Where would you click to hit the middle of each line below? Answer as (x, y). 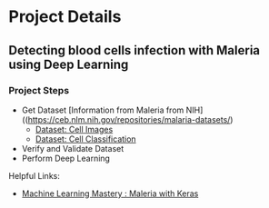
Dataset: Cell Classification (86, 139)
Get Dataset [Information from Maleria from (103, 110)
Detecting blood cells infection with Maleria (134, 50)
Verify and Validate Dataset (73, 148)
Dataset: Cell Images (74, 129)
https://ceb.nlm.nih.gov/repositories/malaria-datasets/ (129, 119)
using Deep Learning (69, 64)
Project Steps (39, 90)
